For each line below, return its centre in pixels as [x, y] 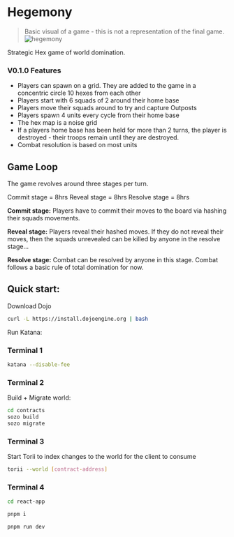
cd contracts [26, 411]
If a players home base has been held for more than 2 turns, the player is [122, 130]
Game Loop [32, 167]
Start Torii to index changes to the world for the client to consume [102, 457]
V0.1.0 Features [34, 70]
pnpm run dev [26, 527]
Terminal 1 [25, 350]
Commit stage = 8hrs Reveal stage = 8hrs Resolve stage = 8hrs [98, 197]
